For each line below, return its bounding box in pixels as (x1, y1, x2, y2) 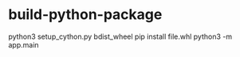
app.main (8, 40, 39, 49)
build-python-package (8, 6, 163, 24)
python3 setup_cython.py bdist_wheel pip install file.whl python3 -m (8, 32, 233, 41)
